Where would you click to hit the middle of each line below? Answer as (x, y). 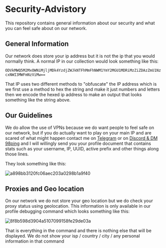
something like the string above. (38, 100)
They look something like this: (36, 163)
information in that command (35, 241)
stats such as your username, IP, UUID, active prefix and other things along (82, 148)
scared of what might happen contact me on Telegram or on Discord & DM (82, 138)
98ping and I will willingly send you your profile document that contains (78, 143)
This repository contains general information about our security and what (80, 23)
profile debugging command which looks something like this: (68, 211)
